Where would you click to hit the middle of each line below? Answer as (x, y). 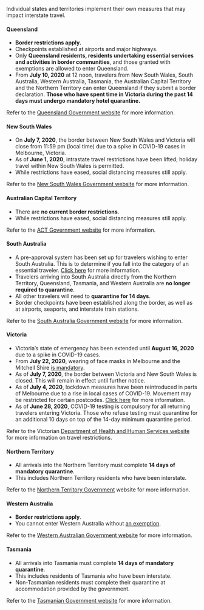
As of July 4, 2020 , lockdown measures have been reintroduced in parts (106, 387)
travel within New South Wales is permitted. (70, 166)
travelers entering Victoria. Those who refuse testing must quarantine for (106, 413)
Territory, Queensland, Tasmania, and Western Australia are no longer (103, 283)
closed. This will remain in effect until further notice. (80, 381)
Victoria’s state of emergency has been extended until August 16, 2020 (104, 348)
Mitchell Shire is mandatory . (50, 368)
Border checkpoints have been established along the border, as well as (104, 302)
